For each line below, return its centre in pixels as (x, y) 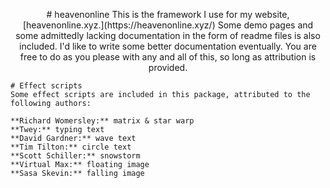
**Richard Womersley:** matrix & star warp (102, 121)
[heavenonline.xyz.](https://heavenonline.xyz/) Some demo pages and (168, 25)
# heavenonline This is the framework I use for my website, (168, 14)
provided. (168, 67)
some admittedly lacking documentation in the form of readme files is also (168, 35)
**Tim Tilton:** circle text (71, 147)
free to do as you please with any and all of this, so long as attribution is (168, 57)
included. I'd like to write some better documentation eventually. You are (168, 46)
